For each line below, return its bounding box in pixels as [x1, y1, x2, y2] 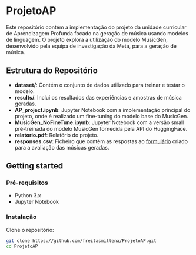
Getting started [6, 161, 64, 171]
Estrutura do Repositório [6, 66, 98, 76]
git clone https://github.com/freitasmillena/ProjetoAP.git [6, 237, 157, 244]
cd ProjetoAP [6, 243, 38, 249]
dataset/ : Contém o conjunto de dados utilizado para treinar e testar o [14, 81, 185, 88]
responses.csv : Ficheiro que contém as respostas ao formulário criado [14, 137, 188, 145]
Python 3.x [14, 192, 41, 199]
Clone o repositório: [6, 226, 54, 233]
